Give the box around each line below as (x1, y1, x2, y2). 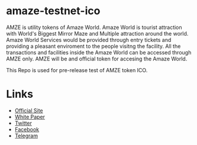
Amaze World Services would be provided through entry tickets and (6, 36, 172, 43)
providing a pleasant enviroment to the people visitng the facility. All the (6, 43, 181, 50)
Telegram (14, 132, 38, 139)
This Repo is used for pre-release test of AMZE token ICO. (6, 66, 148, 73)
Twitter (14, 120, 33, 127)
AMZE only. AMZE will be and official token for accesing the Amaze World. (6, 55, 188, 62)
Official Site (14, 107, 43, 114)
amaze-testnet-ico (6, 4, 101, 18)
